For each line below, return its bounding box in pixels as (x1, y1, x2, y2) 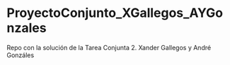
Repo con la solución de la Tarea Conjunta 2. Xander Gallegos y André (6, 43, 212, 52)
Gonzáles (6, 51, 35, 59)
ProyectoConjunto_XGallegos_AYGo (6, 5, 224, 21)
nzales (6, 20, 47, 36)
